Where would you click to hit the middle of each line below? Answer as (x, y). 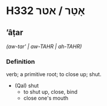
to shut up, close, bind (50, 92)
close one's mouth (46, 98)
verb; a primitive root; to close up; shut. (54, 74)
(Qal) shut (27, 86)
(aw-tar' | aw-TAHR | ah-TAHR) (44, 46)
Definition (21, 61)
